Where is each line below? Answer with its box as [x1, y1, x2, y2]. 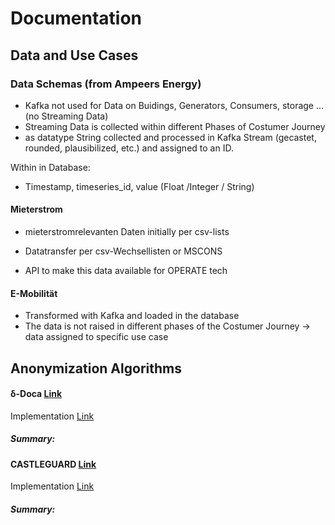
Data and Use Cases [10, 47, 139, 64]
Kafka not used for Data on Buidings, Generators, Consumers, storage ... [24, 99, 325, 111]
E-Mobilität [10, 287, 58, 299]
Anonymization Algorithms [10, 360, 182, 377]
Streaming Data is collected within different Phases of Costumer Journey [24, 120, 326, 132]
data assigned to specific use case [24, 331, 169, 343]
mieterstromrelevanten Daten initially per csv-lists [24, 226, 230, 238]
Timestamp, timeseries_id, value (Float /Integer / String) [24, 180, 255, 192]
